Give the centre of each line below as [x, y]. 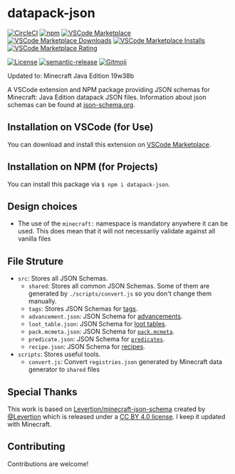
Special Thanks [42, 392]
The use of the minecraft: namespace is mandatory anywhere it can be [122, 223]
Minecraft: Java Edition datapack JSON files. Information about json [107, 97]
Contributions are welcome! [48, 464]
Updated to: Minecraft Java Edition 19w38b [71, 76]
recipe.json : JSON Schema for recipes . [87, 347]
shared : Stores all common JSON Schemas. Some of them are [119, 286]
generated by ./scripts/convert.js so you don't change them [120, 293]
